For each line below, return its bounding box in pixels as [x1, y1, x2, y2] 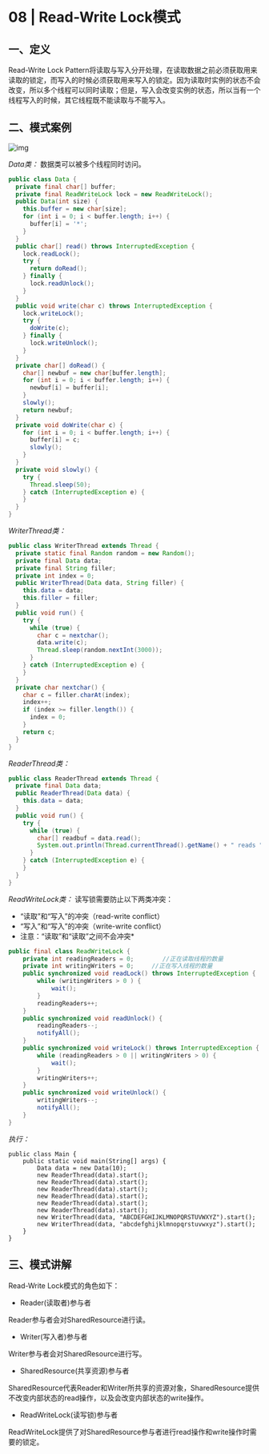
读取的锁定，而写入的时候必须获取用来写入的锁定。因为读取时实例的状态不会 [8, 75, 261, 85]
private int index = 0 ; [15, 571, 94, 580]
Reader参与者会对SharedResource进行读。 [8, 1315, 151, 1324]
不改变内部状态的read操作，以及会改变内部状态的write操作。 [8, 1392, 208, 1403]
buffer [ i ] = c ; [29, 436, 81, 444]
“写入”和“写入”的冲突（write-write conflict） [19, 921, 166, 931]
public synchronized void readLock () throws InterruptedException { [22, 969, 256, 978]
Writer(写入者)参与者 [19, 1331, 88, 1341]
